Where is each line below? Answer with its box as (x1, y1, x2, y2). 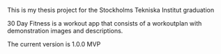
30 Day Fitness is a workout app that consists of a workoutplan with (7, 19, 202, 27)
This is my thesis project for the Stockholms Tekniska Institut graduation (7, 6, 215, 14)
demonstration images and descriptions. (7, 27, 123, 35)
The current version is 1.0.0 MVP (7, 40, 101, 48)
